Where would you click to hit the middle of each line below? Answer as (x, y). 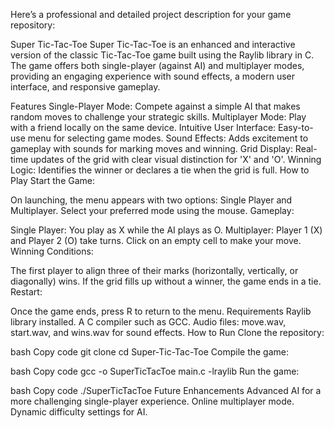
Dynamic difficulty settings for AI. (79, 412)
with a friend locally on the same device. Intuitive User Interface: (143, 127)
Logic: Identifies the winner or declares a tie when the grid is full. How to (160, 170)
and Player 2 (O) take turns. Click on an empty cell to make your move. (156, 240)
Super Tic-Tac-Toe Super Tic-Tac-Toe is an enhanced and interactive (153, 44)
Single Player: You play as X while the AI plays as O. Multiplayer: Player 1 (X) (166, 230)
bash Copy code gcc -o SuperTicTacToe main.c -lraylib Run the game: (155, 371)
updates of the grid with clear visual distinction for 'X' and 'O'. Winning (176, 159)
